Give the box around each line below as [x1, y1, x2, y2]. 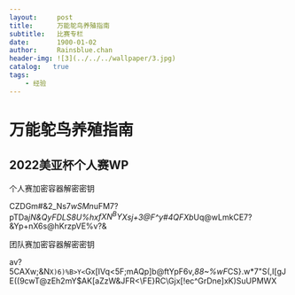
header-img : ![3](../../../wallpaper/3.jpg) [9, 54, 176, 63]
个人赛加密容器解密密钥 [9, 182, 95, 193]
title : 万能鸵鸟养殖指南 [9, 21, 111, 30]
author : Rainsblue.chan [9, 46, 113, 55]
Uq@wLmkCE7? [193, 212, 252, 222]
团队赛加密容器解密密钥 [9, 239, 95, 250]
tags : [9, 71, 29, 80]
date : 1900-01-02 [9, 37, 97, 47]
